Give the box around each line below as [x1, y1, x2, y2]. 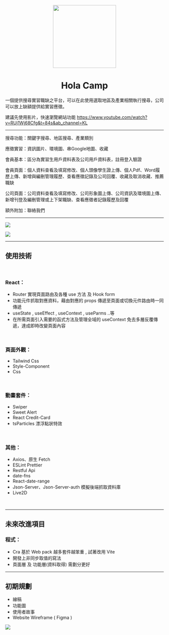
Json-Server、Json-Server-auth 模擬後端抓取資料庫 [12, 484, 121, 490]
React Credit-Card [12, 414, 51, 420]
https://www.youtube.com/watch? [76, 114, 147, 120]
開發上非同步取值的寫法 [12, 555, 61, 561]
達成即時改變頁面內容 [21, 323, 66, 329]
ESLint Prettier [12, 462, 43, 468]
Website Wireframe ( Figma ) [12, 614, 72, 621]
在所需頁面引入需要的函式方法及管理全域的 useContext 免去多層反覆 [12, 316, 154, 323]
